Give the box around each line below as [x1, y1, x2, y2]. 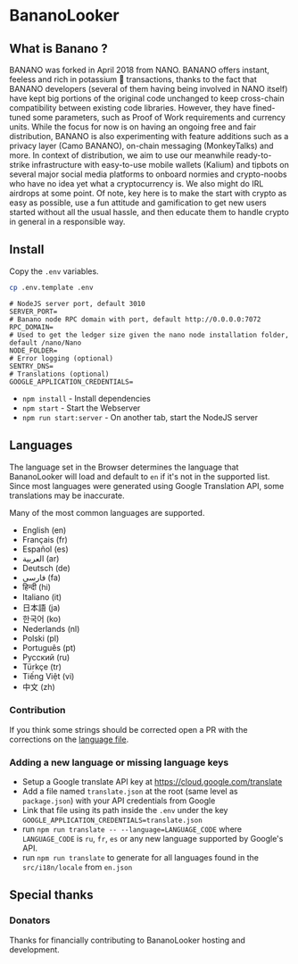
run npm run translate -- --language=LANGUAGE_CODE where [21, 824, 243, 835]
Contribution [9, 704, 66, 717]
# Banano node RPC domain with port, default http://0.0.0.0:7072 [9, 314, 261, 324]
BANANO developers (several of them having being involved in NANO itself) [9, 84, 288, 94]
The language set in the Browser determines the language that [9, 461, 239, 472]
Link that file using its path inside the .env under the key [21, 805, 228, 816]
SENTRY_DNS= [9, 361, 54, 370]
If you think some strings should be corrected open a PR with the [9, 724, 248, 735]
